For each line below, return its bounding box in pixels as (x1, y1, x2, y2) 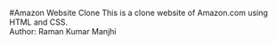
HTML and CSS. (9, 17, 69, 27)
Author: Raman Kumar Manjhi (9, 26, 117, 36)
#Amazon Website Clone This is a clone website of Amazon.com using (9, 8, 269, 18)
